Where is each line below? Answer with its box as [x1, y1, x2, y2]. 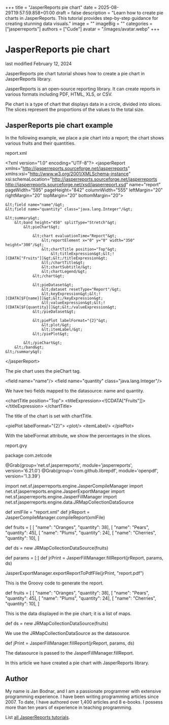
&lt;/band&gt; [14, 345, 44, 350]
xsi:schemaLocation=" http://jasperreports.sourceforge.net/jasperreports [5, 176, 157, 182]
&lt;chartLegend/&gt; [41, 269, 87, 274]
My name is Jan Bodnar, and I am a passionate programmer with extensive [5, 688, 161, 694]
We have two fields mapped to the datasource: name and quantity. [5, 387, 145, 394]
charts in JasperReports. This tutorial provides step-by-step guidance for [5, 15, 158, 21]
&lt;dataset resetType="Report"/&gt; [41, 287, 122, 292]
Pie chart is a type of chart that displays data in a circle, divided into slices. [5, 101, 162, 107]
